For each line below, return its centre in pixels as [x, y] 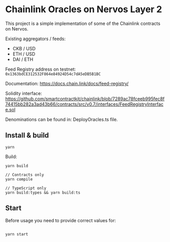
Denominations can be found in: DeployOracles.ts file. [62, 119]
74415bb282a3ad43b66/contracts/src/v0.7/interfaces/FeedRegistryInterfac [84, 104]
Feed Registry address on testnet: [41, 69]
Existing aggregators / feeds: [36, 39]
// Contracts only [25, 175]
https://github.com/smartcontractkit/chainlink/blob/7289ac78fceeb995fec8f [85, 99]
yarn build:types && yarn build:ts [43, 192]
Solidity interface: [24, 93]
